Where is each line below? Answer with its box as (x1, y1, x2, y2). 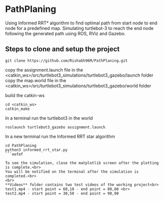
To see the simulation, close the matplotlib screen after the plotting (5, 160, 159, 165)
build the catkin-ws (5, 92, 45, 98)
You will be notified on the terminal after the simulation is (5, 169, 139, 174)
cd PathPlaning (5, 143, 37, 148)
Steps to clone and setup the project (5, 45, 120, 53)
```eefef (5, 152, 23, 157)
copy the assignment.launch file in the (5, 67, 83, 73)
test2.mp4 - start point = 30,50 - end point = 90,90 (5, 191, 119, 196)
